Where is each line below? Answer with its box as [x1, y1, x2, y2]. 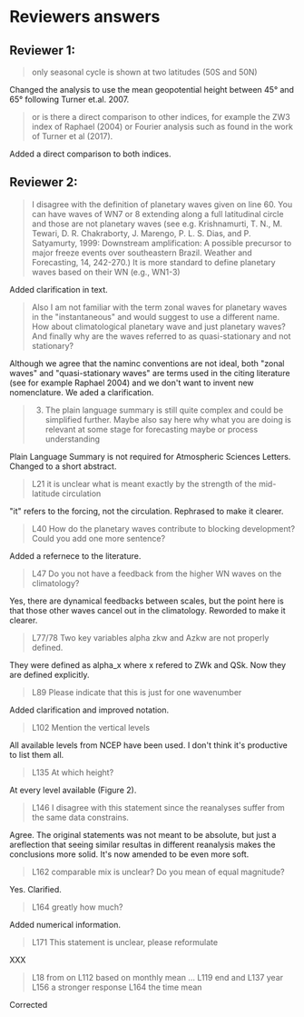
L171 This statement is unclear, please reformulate [31, 936, 219, 947]
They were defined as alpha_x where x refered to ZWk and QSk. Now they [9, 659, 287, 670]
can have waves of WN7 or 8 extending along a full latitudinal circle [31, 208, 284, 219]
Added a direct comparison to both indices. [9, 148, 172, 159]
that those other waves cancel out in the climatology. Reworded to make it [9, 604, 286, 615]
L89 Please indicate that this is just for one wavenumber [31, 686, 242, 697]
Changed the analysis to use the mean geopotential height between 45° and [9, 85, 295, 95]
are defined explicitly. [9, 669, 90, 680]
